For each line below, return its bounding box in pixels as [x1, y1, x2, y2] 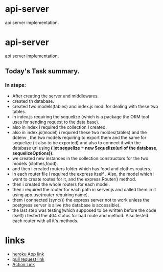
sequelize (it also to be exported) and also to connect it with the [12, 139, 141, 145]
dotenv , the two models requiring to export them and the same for [12, 135, 147, 140]
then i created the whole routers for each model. [12, 181, 110, 187]
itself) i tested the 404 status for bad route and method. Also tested [12, 212, 148, 218]
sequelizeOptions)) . [12, 150, 54, 156]
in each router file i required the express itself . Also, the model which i [12, 171, 155, 177]
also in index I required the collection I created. [12, 124, 107, 130]
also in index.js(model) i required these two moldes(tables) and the [12, 129, 147, 135]
